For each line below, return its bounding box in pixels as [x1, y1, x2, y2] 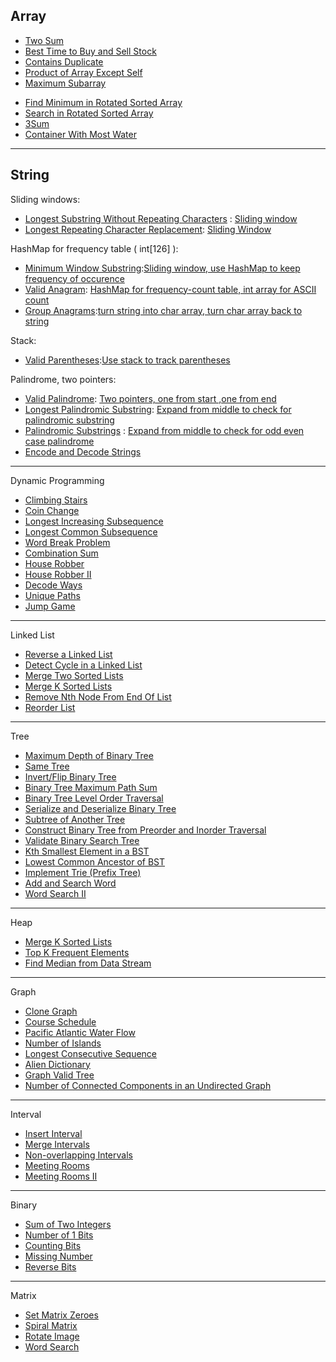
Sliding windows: [10, 193, 81, 205]
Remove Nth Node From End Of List [24, 690, 172, 703]
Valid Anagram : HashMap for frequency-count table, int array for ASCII [24, 283, 317, 295]
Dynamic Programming [10, 474, 105, 486]
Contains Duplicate [24, 55, 104, 68]
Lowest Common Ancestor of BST [24, 855, 166, 868]
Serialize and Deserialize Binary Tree [24, 802, 177, 814]
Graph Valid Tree [24, 1069, 95, 1081]
